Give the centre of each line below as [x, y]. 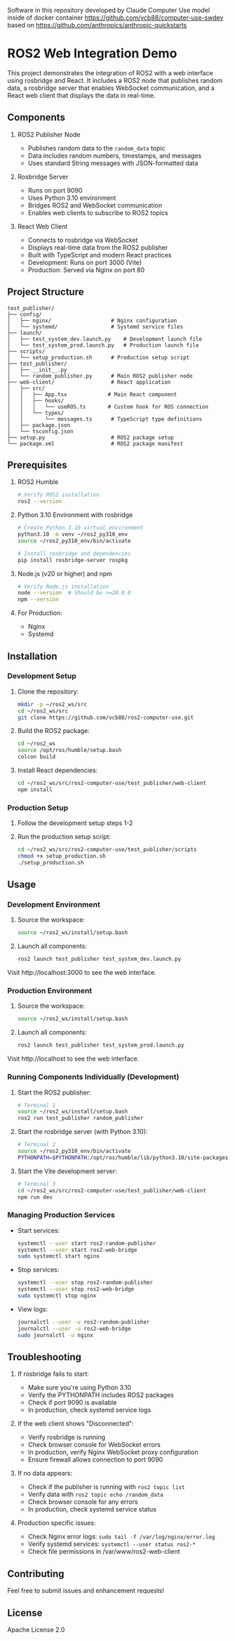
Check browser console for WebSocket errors [94, 1445]
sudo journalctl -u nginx [55, 1335]
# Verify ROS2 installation [58, 495]
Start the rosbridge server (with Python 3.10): [82, 1132]
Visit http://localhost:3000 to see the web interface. [82, 973]
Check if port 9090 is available [72, 1403]
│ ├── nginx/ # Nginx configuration [92, 320]
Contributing [36, 1574]
